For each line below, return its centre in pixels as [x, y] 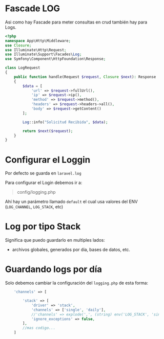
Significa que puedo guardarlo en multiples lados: [55, 240]
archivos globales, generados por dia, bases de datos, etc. [71, 249]
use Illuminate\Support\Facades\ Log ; [43, 54]
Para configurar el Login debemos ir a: [44, 183]
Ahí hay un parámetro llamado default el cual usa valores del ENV [72, 202]
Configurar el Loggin [48, 160]
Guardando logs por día [54, 269]
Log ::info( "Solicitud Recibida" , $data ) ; [65, 122]
